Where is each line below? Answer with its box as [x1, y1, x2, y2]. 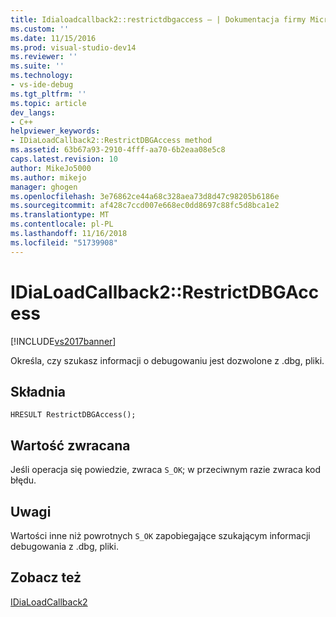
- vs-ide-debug [10, 80, 74, 90]
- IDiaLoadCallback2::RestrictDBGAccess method [10, 136, 213, 146]
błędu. [10, 474, 37, 486]
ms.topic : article [10, 98, 87, 108]
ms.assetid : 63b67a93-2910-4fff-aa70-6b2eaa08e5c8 [10, 145, 226, 155]
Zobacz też [10, 569, 82, 586]
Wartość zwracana [10, 437, 131, 454]
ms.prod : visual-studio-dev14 [10, 42, 137, 53]
